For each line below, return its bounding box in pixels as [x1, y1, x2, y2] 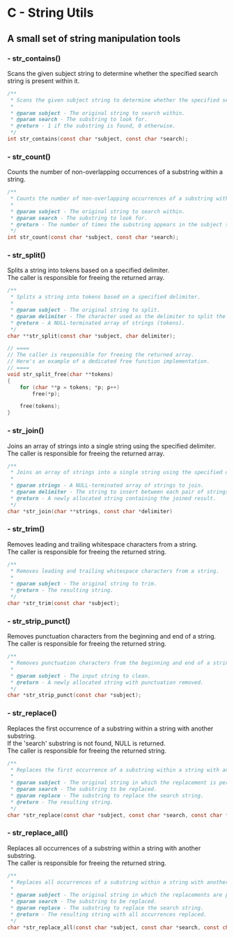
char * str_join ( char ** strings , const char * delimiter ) [7, 508, 173, 515]
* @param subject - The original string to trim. [10, 580, 157, 588]
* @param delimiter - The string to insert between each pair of [10, 489, 204, 496]
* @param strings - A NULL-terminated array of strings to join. [10, 482, 204, 489]
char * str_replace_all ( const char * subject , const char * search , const [7, 924, 220, 931]
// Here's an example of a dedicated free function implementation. [7, 358, 210, 365]
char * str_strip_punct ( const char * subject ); [7, 691, 141, 699]
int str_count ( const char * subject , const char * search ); [7, 234, 179, 241]
